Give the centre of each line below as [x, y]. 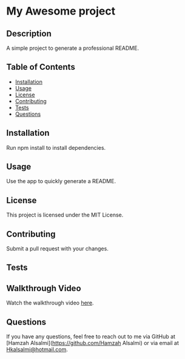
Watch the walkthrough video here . [50, 303]
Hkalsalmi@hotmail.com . [37, 349]
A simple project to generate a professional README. [73, 48]
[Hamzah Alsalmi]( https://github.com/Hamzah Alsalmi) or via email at [92, 343]
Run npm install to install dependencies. [56, 147]
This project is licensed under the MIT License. [65, 215]
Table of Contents [41, 67]
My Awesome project [61, 11]
